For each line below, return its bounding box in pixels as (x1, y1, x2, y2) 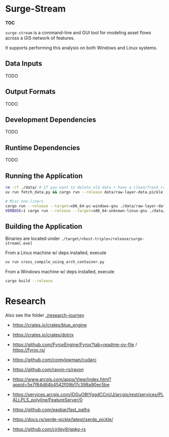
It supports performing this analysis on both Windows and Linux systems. (5, 44, 157, 51)
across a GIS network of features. (5, 35, 75, 41)
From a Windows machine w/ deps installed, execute (5, 269, 115, 275)
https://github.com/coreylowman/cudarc (12, 357, 97, 363)
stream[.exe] (5, 241, 33, 246)
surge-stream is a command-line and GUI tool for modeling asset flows (5, 29, 151, 35)
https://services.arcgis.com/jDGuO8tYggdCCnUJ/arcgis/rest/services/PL (12, 391, 164, 397)
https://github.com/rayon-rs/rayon (12, 366, 84, 372)
